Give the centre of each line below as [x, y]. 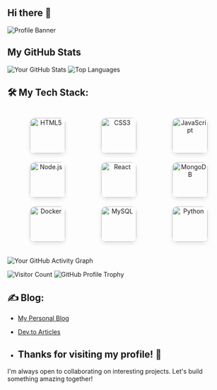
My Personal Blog [43, 319]
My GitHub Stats [44, 53]
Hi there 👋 [29, 13]
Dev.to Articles [39, 332]
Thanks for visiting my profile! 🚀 [89, 354]
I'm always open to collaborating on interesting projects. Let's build [105, 372]
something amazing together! [50, 379]
